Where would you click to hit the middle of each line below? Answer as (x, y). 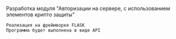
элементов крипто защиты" (40, 15)
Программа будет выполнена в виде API (53, 30)
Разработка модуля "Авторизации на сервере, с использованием (88, 8)
